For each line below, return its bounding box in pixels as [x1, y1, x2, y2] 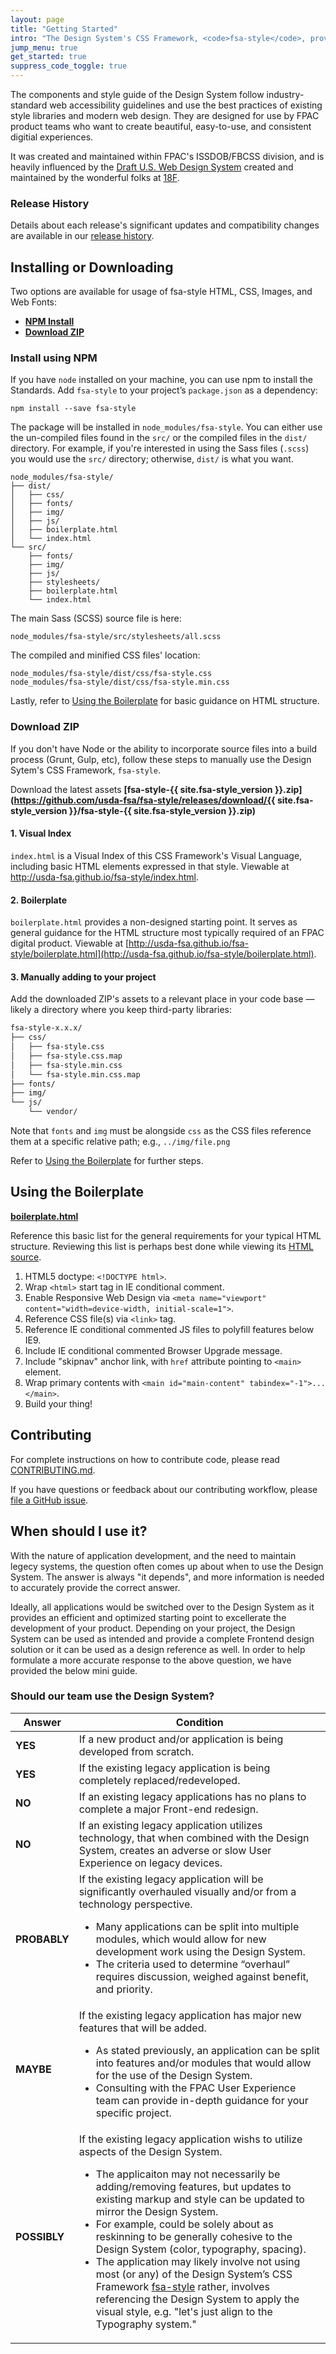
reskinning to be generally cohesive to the [95, 2229, 293, 2243]
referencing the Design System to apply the [95, 2292, 300, 2306]
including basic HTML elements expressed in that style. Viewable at [10, 860, 290, 872]
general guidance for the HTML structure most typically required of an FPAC [10, 927, 325, 939]
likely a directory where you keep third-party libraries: [10, 1004, 232, 1016]
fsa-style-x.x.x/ [10, 1023, 83, 1033]
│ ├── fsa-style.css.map [10, 1051, 123, 1061]
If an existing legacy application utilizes [78, 1818, 263, 1832]
